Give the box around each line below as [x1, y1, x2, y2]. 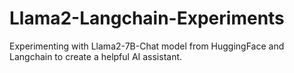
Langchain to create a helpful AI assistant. [9, 50, 183, 62]
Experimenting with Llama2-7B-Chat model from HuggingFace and [9, 40, 285, 52]
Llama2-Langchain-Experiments [9, 7, 285, 30]
